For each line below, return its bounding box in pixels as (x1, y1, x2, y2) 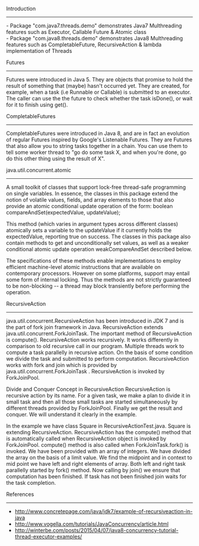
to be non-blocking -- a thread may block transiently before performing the (6, 282, 190, 289)
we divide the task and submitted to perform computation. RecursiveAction (6, 355, 190, 362)
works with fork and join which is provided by (6, 362, 117, 368)
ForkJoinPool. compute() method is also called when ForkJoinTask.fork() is (6, 441, 189, 448)
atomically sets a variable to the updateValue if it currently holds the (6, 227, 172, 233)
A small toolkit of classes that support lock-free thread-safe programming (6, 184, 186, 191)
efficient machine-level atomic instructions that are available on (6, 264, 161, 270)
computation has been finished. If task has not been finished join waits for (6, 473, 187, 480)
